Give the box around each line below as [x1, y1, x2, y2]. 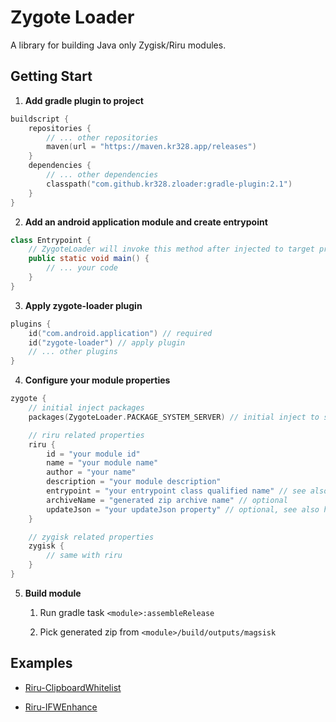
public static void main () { [28, 254, 150, 264]
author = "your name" [46, 467, 137, 478]
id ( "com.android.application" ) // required [28, 328, 213, 338]
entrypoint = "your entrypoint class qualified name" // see [46, 486, 307, 496]
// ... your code [46, 263, 118, 273]
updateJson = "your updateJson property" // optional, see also [46, 504, 320, 515]
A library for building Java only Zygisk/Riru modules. [10, 39, 227, 51]
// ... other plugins [28, 347, 118, 357]
